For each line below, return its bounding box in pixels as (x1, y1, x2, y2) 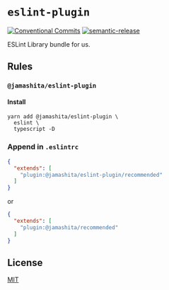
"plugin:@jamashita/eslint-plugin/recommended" (20, 171, 163, 178)
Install (7, 98, 26, 106)
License (7, 257, 43, 269)
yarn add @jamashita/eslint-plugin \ (7, 113, 119, 120)
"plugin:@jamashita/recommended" (20, 224, 119, 231)
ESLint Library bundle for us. (7, 40, 91, 48)
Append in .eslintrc (7, 142, 79, 152)
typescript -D (13, 126, 55, 133)
